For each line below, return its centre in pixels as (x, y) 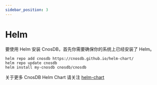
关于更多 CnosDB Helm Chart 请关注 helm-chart (55, 77)
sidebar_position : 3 (27, 10)
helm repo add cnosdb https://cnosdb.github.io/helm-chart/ (70, 58)
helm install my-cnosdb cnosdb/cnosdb (46, 67)
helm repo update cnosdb (31, 63)
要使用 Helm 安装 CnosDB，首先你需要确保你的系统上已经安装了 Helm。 (80, 49)
